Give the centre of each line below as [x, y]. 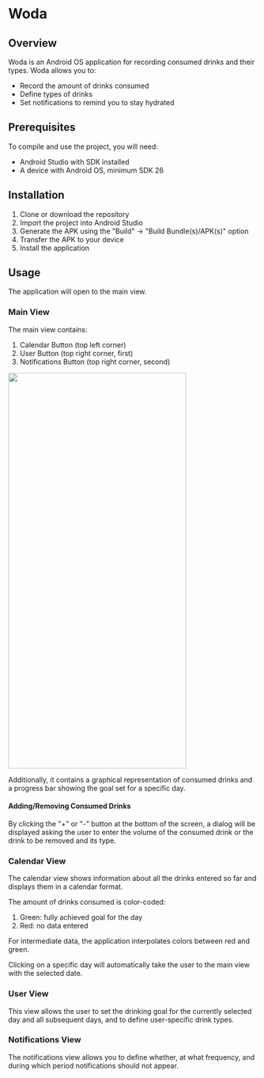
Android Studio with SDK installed [74, 161]
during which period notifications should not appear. [94, 1065]
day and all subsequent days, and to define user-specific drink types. [121, 1019]
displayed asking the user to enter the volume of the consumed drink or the [131, 832]
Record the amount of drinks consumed [84, 85]
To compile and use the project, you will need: [83, 146]
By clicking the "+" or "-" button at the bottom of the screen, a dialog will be [132, 823]
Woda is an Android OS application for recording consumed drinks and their [132, 62]
